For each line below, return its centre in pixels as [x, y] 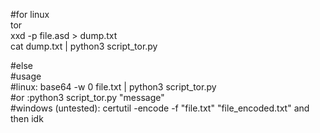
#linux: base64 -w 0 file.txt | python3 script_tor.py [113, 87]
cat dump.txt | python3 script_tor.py [84, 46]
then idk [27, 118]
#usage [26, 76]
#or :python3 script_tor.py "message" [87, 97]
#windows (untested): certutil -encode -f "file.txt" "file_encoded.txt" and [160, 108]
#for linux [30, 14]
